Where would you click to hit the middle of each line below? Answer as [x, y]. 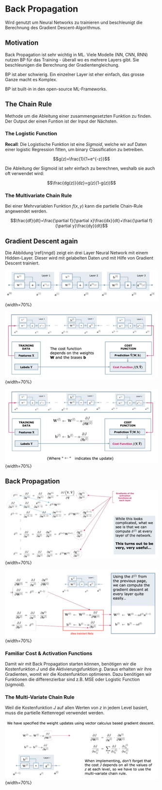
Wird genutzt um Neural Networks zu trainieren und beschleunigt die [74, 22]
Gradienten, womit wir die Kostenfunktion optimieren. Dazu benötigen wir [78, 674]
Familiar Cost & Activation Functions [49, 653]
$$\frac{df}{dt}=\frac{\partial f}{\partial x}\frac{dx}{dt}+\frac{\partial [79, 221]
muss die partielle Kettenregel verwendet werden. [55, 713]
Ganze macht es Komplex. [31, 79]
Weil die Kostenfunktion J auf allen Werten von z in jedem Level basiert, [77, 708]
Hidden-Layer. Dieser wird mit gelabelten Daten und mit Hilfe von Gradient [79, 258]
